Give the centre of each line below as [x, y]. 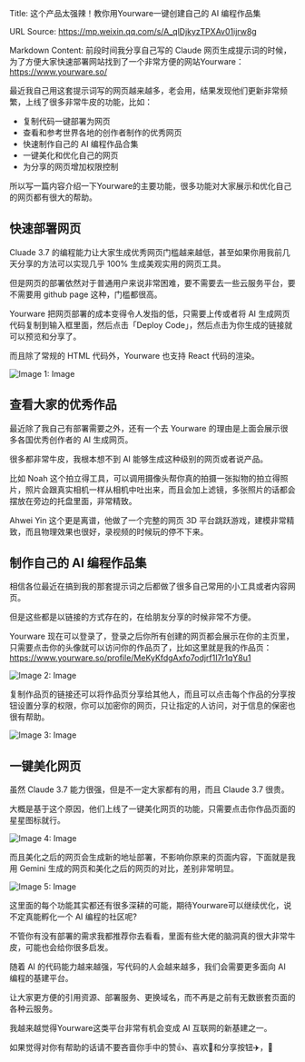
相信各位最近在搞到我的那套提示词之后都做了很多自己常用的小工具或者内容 [148, 586]
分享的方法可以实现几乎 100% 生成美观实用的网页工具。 [121, 263]
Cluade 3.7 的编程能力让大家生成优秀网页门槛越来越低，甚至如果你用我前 [146, 252]
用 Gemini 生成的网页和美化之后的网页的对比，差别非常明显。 [124, 868]
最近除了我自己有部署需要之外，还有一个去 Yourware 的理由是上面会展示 [145, 428]
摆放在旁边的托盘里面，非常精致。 [73, 501]
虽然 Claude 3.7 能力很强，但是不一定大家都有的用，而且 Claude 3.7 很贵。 [149, 789]
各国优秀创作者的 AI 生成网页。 [75, 440]
